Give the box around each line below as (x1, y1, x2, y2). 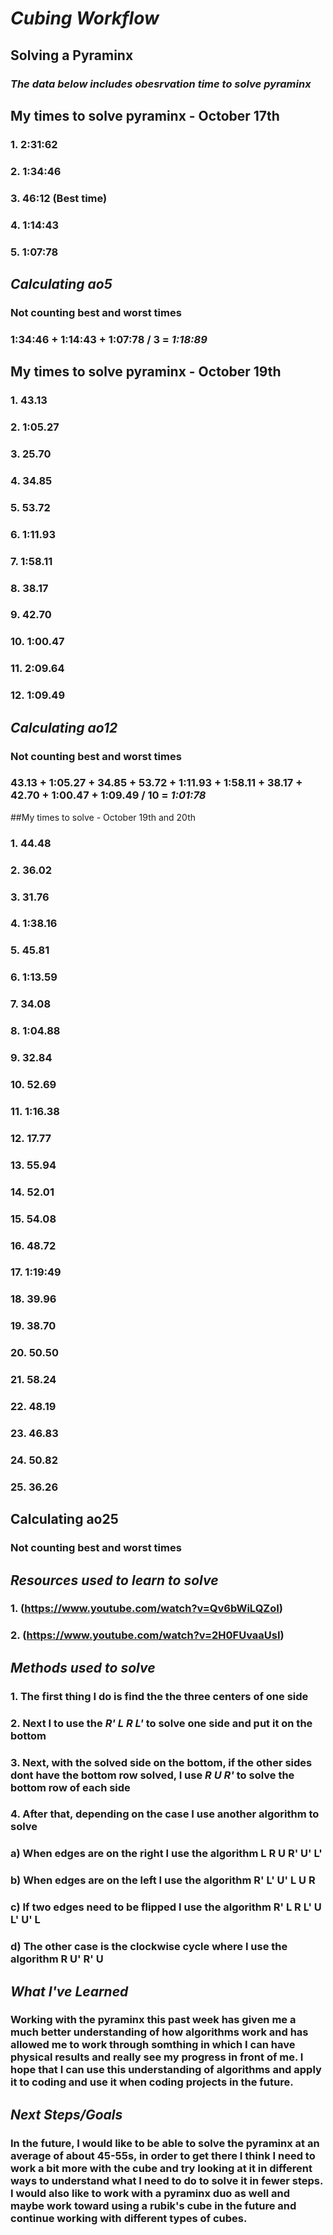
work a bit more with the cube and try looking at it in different (10, 2161, 313, 2175)
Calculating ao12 (10, 719, 118, 736)
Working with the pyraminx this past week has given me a (10, 2013, 297, 2027)
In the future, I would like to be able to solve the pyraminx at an (10, 2136, 320, 2150)
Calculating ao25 (10, 1511, 119, 1528)
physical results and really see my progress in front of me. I (10, 2050, 304, 2064)
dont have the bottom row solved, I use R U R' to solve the (10, 1768, 295, 1782)
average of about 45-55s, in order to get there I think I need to (10, 2148, 316, 2162)
